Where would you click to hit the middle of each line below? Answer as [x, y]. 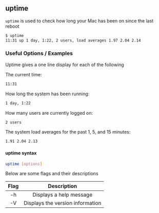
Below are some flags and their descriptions [52, 174]
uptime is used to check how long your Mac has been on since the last [79, 20]
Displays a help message [63, 195]
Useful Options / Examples [39, 53]
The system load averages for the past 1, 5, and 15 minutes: [68, 132]
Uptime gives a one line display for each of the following [65, 65]
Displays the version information [63, 203]
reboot [12, 26]
